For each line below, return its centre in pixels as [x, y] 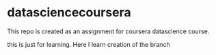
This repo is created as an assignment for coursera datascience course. [108, 31]
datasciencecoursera [69, 13]
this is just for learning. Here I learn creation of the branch [89, 44]
